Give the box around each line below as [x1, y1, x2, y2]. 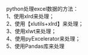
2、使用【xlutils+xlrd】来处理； [6, 20, 84, 27]
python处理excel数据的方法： [6, 5, 79, 12]
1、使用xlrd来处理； [6, 13, 55, 20]
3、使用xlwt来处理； [6, 27, 57, 35]
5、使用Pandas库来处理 [6, 42, 65, 50]
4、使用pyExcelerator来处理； [6, 35, 81, 42]
